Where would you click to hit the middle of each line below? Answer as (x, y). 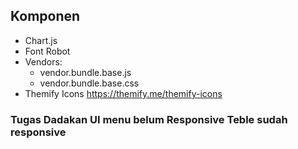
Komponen (45, 16)
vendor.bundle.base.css (89, 83)
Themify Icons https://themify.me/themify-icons (123, 93)
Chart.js (41, 40)
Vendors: (43, 61)
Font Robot (47, 51)
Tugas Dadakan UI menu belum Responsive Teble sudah (149, 119)
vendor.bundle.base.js (85, 72)
